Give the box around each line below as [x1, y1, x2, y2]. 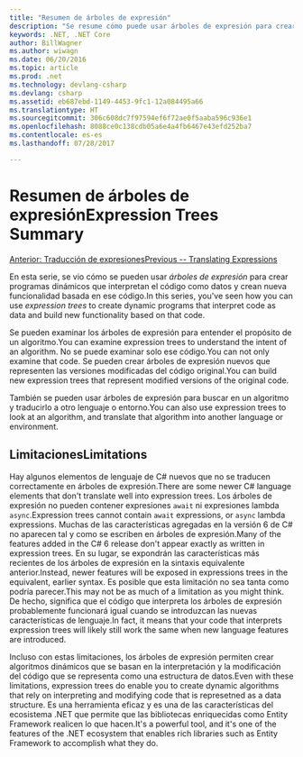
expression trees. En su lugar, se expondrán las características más [9, 547, 260, 559]
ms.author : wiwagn [9, 47, 78, 56]
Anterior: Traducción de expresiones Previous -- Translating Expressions [9, 253, 278, 264]
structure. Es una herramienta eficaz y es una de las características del [9, 699, 273, 710]
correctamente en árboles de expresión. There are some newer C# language [9, 480, 291, 491]
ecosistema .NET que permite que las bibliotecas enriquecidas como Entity [9, 708, 289, 719]
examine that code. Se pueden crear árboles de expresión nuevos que [9, 355, 271, 366]
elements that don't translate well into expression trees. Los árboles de [9, 490, 272, 501]
